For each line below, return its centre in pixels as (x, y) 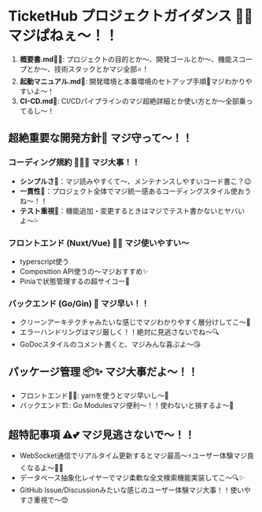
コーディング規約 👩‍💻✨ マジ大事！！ (74, 162)
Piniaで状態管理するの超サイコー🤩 (74, 281)
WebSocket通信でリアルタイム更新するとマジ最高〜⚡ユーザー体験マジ (133, 455)
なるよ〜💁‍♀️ (45, 467)
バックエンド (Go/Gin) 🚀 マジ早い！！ (79, 303)
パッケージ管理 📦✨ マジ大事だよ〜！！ (103, 371)
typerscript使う (44, 262)
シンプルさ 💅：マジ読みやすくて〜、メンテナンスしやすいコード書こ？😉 (135, 181)
